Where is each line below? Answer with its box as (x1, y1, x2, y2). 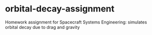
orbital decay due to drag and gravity (5, 24, 80, 30)
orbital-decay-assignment (5, 3, 115, 14)
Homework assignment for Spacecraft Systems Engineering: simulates (5, 19, 148, 25)
